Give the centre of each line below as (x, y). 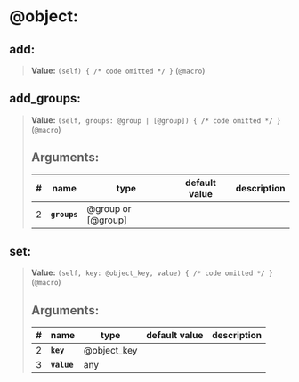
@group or (109, 208)
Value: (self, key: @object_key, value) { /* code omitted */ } (152, 272)
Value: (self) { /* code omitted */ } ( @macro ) (118, 70)
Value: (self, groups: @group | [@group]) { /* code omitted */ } (156, 120)
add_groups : (45, 98)
